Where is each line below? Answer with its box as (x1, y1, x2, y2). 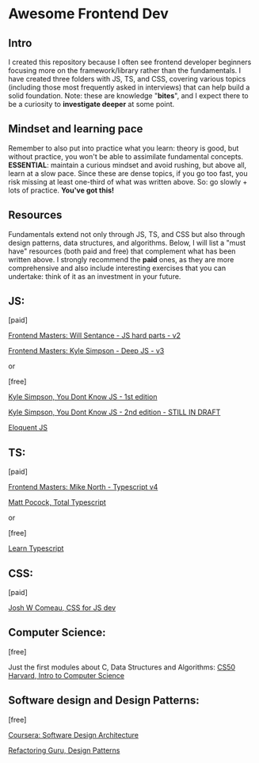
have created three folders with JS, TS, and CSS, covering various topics (8, 74, 246, 83)
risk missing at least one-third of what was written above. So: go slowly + (8, 177, 248, 186)
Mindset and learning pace (8, 122, 143, 135)
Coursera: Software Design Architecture (8, 730, 139, 739)
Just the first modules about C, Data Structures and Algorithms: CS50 (8, 662, 236, 672)
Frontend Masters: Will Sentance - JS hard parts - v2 (8, 330, 181, 341)
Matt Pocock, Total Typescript (8, 498, 107, 507)
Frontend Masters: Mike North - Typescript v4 (8, 483, 158, 492)
